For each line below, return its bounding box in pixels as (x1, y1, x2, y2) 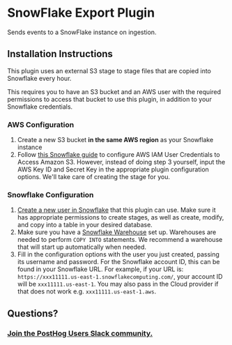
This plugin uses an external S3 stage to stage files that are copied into (7, 66, 211, 75)
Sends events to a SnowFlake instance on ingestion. (7, 28, 157, 36)
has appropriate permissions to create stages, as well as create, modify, (17, 213, 224, 222)
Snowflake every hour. (7, 74, 72, 82)
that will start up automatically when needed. (17, 243, 147, 252)
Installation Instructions (7, 48, 114, 60)
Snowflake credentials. (7, 102, 73, 111)
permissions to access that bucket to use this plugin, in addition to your (7, 95, 212, 103)
